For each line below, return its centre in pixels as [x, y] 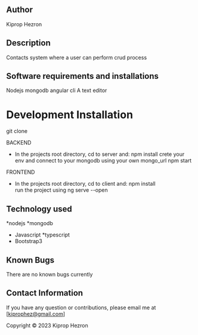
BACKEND [19, 143]
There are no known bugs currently [49, 274]
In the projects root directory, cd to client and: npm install [85, 184]
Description [28, 43]
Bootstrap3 [29, 241]
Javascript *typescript [42, 235]
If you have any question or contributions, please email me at [81, 308]
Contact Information [45, 293]
